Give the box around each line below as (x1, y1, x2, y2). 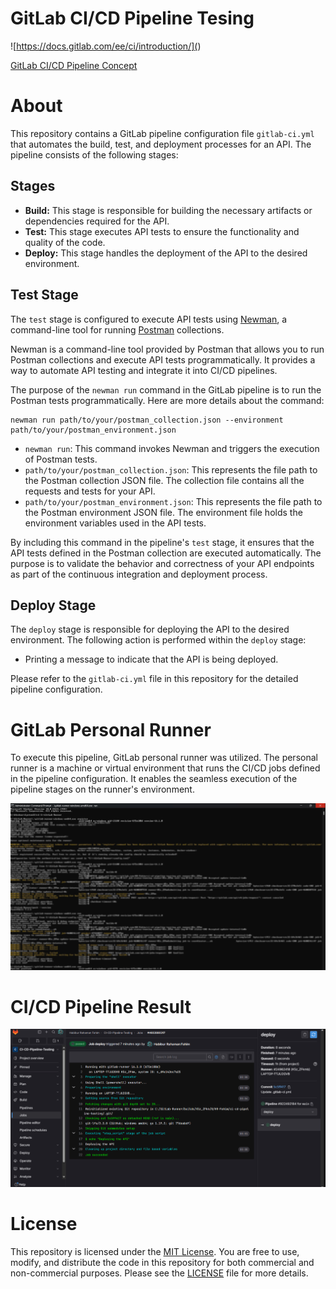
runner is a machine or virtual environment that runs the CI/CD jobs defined (10, 762, 321, 774)
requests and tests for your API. (24, 485, 156, 497)
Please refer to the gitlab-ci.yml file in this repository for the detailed (10, 673, 299, 685)
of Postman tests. (24, 453, 98, 465)
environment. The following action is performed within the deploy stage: (10, 634, 307, 646)
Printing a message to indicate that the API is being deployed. (24, 653, 279, 666)
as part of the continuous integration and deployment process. (10, 568, 268, 580)
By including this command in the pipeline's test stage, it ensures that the (10, 536, 315, 548)
